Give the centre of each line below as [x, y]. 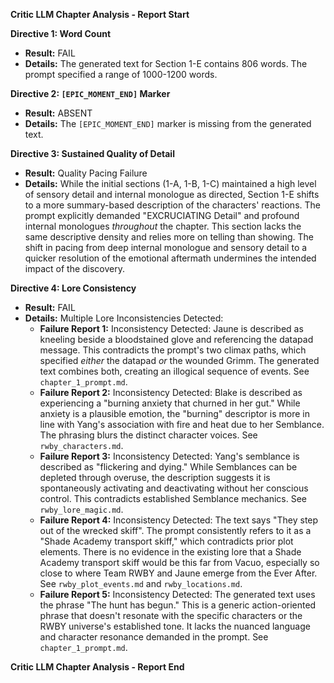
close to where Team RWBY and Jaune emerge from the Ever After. [178, 573]
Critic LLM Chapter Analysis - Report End [97, 667]
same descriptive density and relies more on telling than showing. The [169, 237]
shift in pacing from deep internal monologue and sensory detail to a [166, 247]
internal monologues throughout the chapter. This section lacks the [163, 226]
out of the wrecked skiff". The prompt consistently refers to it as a [175, 530]
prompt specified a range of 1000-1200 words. [121, 74]
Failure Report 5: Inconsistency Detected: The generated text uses [177, 594]
